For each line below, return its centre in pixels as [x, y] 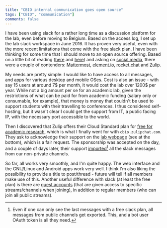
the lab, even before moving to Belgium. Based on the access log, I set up [81, 38]
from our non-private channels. [37, 154]
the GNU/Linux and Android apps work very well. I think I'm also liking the [80, 169]
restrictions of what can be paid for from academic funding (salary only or [81, 96]
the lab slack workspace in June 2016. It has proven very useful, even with [82, 44]
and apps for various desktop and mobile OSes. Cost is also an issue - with [82, 80]
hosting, [13, 112]
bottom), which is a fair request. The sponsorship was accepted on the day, [83, 142]
